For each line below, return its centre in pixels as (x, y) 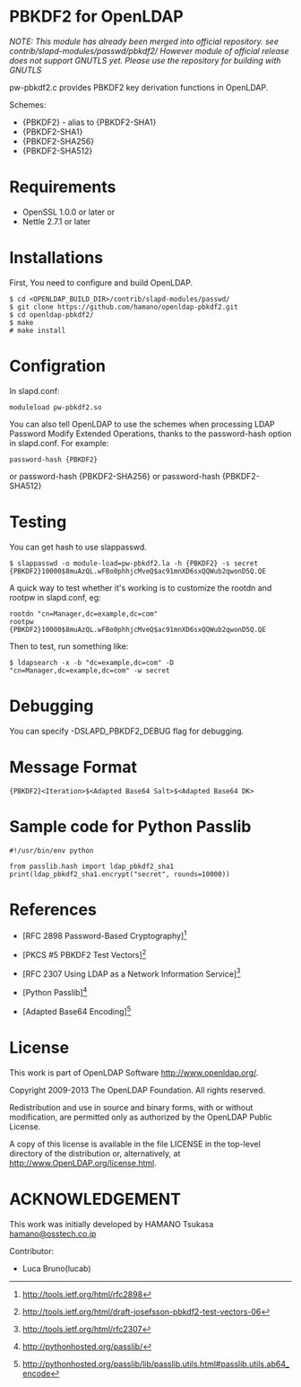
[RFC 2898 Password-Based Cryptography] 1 (104, 935)
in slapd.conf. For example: (59, 443)
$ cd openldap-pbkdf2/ (52, 315)
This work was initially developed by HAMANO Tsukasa (112, 1224)
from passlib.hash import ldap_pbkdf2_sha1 (92, 866)
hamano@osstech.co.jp (53, 1233)
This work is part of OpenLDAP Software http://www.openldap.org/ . (134, 1072)
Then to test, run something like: (69, 646)
